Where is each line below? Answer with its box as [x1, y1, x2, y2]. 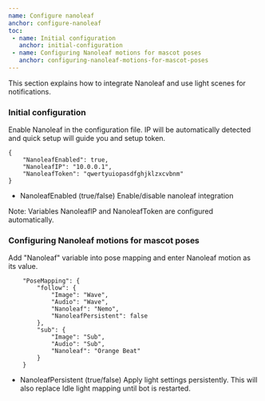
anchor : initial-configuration [18, 42, 124, 50]
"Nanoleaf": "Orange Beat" [50, 347, 141, 355]
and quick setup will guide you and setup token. [8, 134, 166, 143]
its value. [8, 262, 38, 271]
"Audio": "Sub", [50, 340, 105, 348]
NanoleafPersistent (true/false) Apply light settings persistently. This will [19, 375, 258, 385]
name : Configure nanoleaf [8, 11, 94, 20]
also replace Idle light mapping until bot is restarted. [19, 383, 192, 393]
